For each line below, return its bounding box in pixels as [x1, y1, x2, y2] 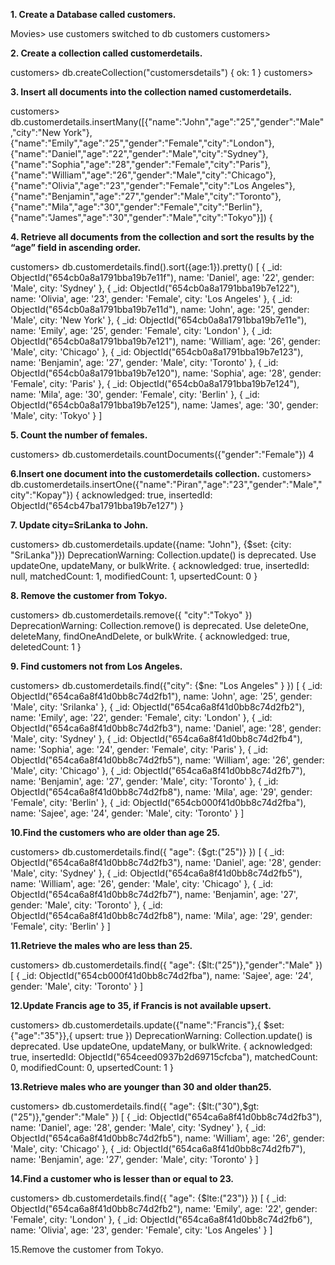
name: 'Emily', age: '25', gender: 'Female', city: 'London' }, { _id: [10, 325, 273, 336]
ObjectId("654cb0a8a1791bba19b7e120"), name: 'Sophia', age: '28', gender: [10, 367, 322, 379]
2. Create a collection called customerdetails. [10, 47, 203, 59]
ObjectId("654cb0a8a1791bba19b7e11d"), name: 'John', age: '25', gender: [10, 304, 310, 315]
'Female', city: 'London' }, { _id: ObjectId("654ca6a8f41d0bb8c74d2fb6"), [10, 1214, 313, 1225]
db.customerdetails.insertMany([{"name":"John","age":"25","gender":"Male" [10, 116, 325, 128]
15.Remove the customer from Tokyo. [10, 1244, 164, 1255]
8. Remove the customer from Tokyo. [10, 590, 168, 601]
